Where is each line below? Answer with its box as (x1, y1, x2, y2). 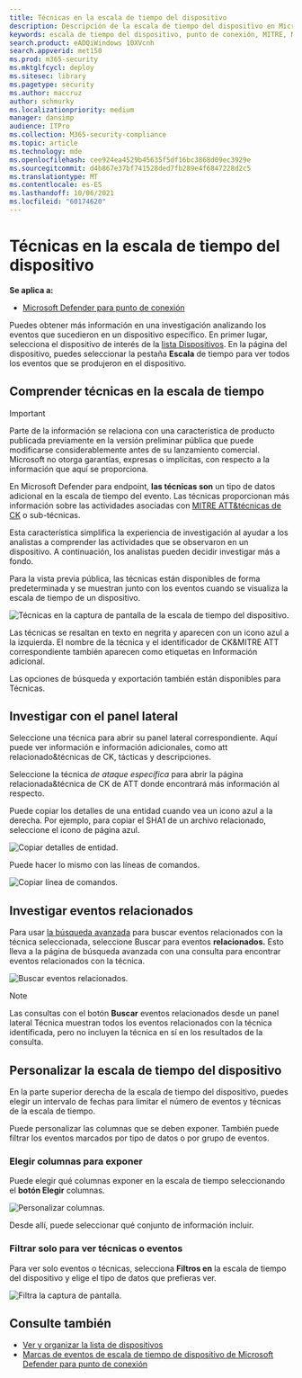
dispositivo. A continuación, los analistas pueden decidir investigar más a (9, 546, 280, 557)
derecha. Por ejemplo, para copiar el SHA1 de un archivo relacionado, (9, 815, 267, 826)
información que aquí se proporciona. (9, 463, 148, 474)
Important (9, 407, 46, 418)
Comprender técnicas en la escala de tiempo (9, 384, 265, 399)
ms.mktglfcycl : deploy (9, 64, 94, 73)
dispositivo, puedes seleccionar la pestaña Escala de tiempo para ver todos (9, 348, 290, 359)
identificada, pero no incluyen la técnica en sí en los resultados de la (9, 1027, 263, 1038)
